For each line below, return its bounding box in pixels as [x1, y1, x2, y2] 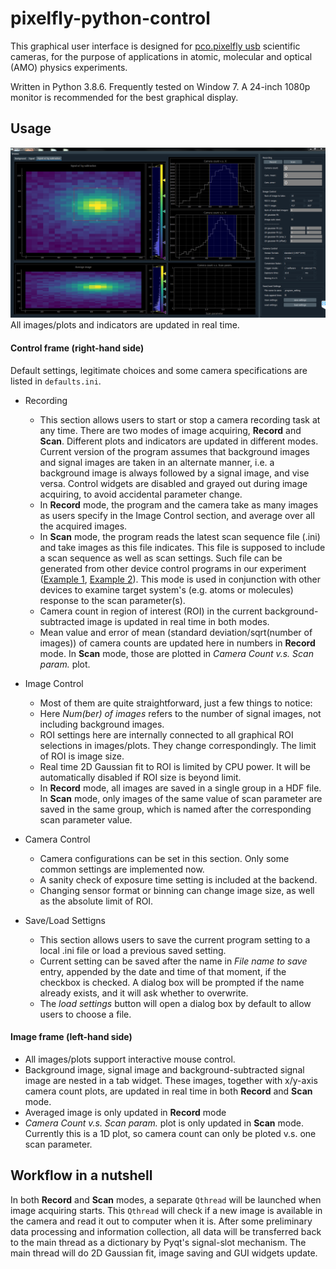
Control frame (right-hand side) [10, 342, 145, 354]
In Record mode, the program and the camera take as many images [39, 498, 319, 511]
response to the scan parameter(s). [39, 594, 186, 606]
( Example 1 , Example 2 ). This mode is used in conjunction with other [39, 573, 322, 585]
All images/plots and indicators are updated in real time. [10, 319, 240, 331]
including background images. [39, 718, 165, 730]
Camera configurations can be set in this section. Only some [39, 852, 290, 864]
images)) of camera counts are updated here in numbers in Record [39, 637, 316, 649]
